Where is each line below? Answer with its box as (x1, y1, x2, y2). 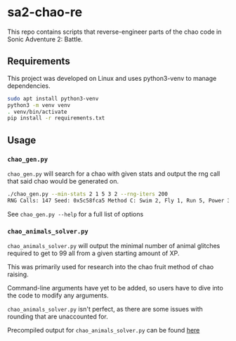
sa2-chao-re (7, 4, 83, 20)
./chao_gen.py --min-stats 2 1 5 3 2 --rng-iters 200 (7, 191, 169, 198)
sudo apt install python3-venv (7, 95, 99, 102)
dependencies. (7, 82, 51, 90)
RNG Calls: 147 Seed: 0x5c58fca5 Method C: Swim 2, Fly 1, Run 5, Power (7, 197, 225, 204)
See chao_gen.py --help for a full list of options (7, 210, 144, 218)
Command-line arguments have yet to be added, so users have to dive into (7, 283, 223, 292)
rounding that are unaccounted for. (7, 312, 109, 321)
